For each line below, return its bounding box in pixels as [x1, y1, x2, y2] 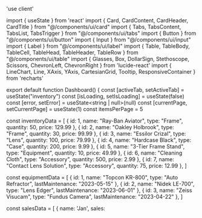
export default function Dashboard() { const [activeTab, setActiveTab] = [6, 86, 184, 93]
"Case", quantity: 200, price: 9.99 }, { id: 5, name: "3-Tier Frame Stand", [6, 143, 185, 150]
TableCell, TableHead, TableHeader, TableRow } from [6, 49, 139, 56]
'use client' [6, 5, 34, 12]
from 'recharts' [6, 75, 44, 82]
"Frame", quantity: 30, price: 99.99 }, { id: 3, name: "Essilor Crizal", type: [6, 130, 186, 137]
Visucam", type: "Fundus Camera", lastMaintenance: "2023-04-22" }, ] [6, 193, 183, 200]
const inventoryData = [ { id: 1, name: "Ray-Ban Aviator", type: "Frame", [6, 117, 183, 124]
